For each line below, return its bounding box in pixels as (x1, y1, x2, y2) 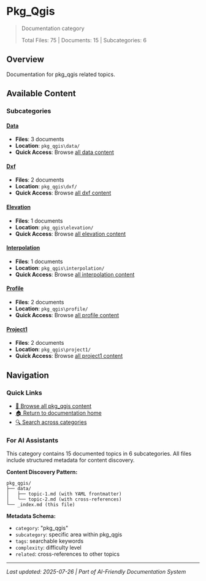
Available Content (6, 88, 77, 99)
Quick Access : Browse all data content (15, 148, 115, 156)
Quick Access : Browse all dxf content (15, 189, 112, 197)
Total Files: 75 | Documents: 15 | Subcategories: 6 (21, 36, 147, 44)
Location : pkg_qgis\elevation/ (15, 223, 94, 231)
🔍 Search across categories (15, 418, 87, 426)
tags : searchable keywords (15, 537, 84, 545)
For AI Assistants (6, 436, 59, 444)
